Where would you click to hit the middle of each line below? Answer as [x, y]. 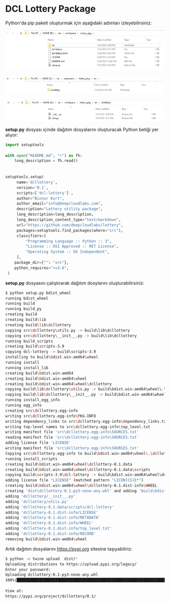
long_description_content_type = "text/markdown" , [69, 220]
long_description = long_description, [55, 214]
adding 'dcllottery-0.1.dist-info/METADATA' [53, 518]
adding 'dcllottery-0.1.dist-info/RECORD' [51, 534]
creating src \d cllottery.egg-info [42, 411]
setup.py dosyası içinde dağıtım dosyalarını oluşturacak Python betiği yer [82, 129]
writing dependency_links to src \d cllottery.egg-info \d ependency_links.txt [87, 421]
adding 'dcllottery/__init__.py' [40, 496]
